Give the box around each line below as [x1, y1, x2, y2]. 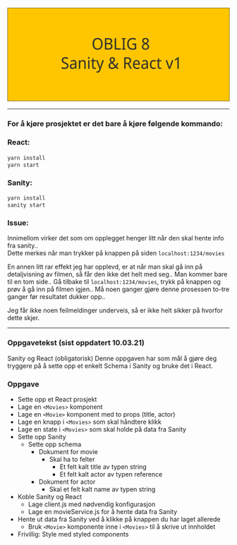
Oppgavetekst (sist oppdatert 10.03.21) [7, 338, 145, 348]
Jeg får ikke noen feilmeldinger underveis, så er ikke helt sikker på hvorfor [7, 306, 224, 314]
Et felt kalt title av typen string [59, 463, 147, 471]
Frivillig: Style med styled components [17, 530, 129, 539]
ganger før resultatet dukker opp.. [7, 293, 106, 301]
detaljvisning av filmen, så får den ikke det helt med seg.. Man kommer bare [7, 270, 228, 278]
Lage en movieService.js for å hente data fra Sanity [28, 508, 178, 516]
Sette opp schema [28, 440, 82, 448]
